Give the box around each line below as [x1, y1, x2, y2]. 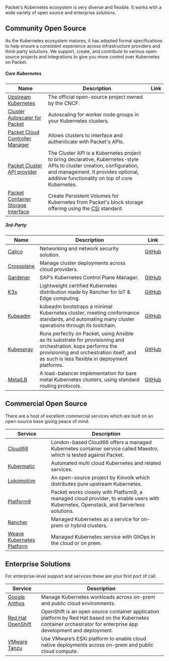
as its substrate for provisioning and [39, 336, 124, 343]
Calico [8, 248, 23, 255]
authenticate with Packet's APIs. [48, 138, 124, 145]
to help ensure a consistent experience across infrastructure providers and [5, 43, 160, 49]
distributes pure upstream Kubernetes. [51, 480, 142, 487]
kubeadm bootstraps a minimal [39, 303, 113, 310]
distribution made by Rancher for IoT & [39, 288, 131, 295]
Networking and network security [39, 245, 119, 252]
